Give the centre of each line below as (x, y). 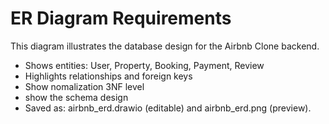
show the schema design (76, 97)
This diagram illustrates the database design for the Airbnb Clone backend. (165, 46)
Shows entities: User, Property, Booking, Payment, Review (144, 65)
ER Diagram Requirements (121, 18)
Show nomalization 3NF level (84, 86)
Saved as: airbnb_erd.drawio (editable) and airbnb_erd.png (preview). (168, 108)
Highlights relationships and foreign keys (108, 76)
